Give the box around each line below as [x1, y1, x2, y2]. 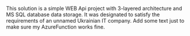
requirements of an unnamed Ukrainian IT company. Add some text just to [6, 17, 185, 24]
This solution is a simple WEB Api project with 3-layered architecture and [6, 5, 182, 12]
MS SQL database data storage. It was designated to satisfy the [6, 11, 160, 18]
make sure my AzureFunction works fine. [6, 23, 106, 30]
